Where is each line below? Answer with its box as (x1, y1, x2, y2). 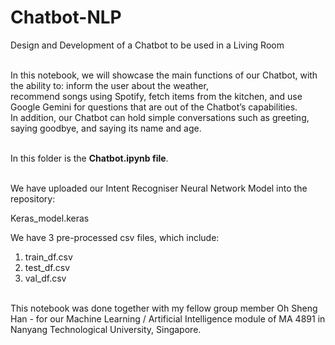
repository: (10, 192, 56, 205)
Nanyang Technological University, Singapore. (10, 323, 202, 335)
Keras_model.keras (10, 212, 90, 224)
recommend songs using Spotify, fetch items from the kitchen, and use (10, 90, 303, 102)
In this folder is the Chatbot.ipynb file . (10, 152, 169, 164)
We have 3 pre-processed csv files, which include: (10, 231, 220, 243)
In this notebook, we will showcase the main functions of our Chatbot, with (10, 69, 318, 81)
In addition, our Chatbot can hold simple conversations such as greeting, (10, 111, 310, 123)
